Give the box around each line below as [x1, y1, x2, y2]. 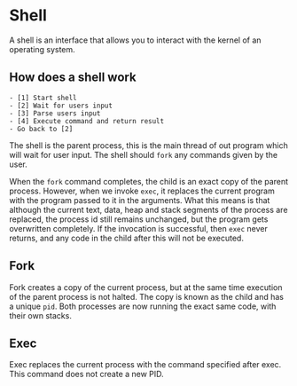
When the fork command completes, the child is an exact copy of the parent [9, 176, 289, 186]
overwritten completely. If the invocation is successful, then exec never [9, 223, 268, 233]
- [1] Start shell [9, 93, 77, 102]
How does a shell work [9, 70, 137, 85]
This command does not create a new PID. [9, 369, 164, 380]
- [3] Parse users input [9, 108, 101, 118]
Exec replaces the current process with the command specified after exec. [9, 359, 282, 370]
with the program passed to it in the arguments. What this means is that [9, 194, 270, 205]
